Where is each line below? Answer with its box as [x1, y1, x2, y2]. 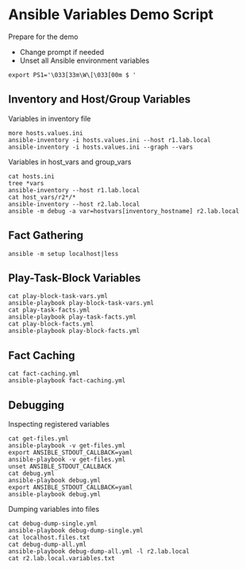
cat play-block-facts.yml [8, 320, 94, 328]
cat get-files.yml [8, 435, 69, 443]
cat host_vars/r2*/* [8, 193, 77, 201]
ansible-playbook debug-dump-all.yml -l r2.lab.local [8, 548, 190, 555]
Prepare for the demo [8, 32, 79, 41]
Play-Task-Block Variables [8, 271, 141, 284]
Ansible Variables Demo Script [8, 6, 214, 24]
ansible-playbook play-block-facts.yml [8, 327, 140, 335]
